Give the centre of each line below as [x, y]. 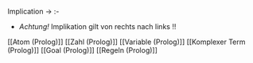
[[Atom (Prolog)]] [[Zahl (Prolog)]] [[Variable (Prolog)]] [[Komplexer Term [127, 42]
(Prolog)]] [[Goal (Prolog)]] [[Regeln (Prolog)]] [83, 50]
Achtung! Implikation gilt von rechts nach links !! [97, 26]
